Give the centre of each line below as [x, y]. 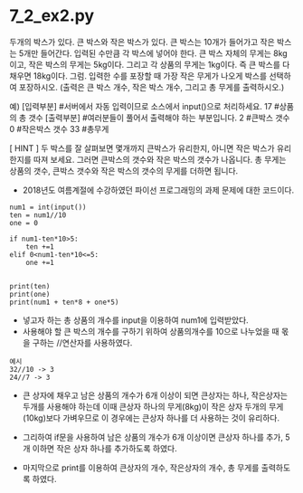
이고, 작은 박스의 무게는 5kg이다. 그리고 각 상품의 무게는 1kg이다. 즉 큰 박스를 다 [150, 64]
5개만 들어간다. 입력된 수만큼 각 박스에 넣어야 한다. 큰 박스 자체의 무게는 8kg [153, 53]
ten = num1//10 [38, 215]
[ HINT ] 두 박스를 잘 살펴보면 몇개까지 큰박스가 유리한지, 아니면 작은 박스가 [142, 148]
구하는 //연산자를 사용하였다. [82, 342]
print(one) [30, 294]
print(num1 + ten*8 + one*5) [64, 302]
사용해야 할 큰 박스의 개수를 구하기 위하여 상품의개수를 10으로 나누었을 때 [151, 331]
